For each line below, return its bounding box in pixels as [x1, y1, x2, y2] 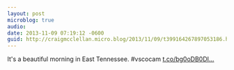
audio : [7, 23, 26, 30]
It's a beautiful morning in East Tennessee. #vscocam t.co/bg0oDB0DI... [7, 55, 214, 63]
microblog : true [7, 17, 54, 24]
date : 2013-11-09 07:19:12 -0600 [7, 29, 104, 37]
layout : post [7, 10, 45, 17]
